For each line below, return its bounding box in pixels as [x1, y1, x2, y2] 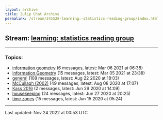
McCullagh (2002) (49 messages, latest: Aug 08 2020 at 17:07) [12, 80, 138, 86]
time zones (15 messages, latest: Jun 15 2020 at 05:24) [12, 96, 123, 102]
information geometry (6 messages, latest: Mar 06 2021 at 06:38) [12, 65, 143, 71]
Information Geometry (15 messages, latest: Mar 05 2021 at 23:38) [12, 70, 145, 76]
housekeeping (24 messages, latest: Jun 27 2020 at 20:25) [12, 90, 131, 97]
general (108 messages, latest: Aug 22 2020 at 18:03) [12, 75, 120, 81]
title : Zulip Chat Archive [5, 12, 60, 16]
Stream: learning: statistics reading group [5, 34, 134, 42]
